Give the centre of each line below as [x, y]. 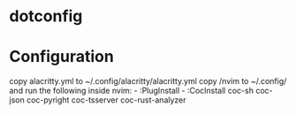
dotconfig [46, 16]
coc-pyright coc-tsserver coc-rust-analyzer [106, 100]
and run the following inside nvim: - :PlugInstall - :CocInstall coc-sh [132, 91]
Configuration [62, 57]
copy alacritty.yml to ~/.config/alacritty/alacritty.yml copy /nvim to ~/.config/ [148, 81]
